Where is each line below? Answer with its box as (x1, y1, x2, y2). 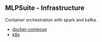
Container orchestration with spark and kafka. (5, 17, 98, 22)
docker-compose (12, 26, 47, 32)
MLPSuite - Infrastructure (5, 4, 84, 12)
